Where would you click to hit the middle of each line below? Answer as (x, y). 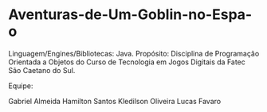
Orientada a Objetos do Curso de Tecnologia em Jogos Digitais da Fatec (127, 62)
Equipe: (21, 86)
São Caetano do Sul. (42, 70)
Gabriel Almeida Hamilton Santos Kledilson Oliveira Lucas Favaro (115, 101)
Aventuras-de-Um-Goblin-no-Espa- (130, 15)
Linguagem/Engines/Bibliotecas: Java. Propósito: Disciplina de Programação (134, 53)
